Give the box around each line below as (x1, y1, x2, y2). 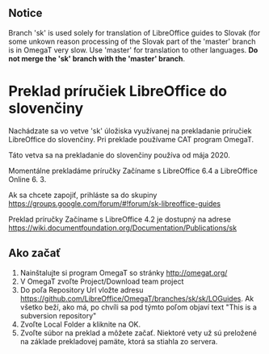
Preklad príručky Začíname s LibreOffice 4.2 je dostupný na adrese (8, 214, 232, 224)
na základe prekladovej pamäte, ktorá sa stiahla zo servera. (19, 336, 218, 346)
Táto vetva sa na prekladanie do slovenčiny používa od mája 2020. (8, 150, 230, 160)
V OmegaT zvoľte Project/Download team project (19, 276, 184, 286)
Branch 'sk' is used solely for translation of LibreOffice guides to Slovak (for (8, 27, 261, 37)
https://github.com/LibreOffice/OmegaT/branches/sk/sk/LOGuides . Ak (19, 293, 254, 303)
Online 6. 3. (8, 174, 47, 184)
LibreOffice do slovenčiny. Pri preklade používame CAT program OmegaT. (8, 134, 254, 144)
